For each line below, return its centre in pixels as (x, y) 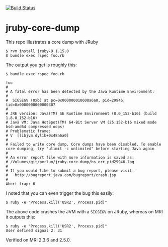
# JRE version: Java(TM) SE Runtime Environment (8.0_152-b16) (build (81, 113)
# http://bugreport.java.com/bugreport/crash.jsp (61, 175)
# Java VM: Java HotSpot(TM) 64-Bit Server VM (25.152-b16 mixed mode (81, 122)
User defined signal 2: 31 (34, 230)
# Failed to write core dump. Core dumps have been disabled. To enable (83, 144)
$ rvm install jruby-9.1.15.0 (37, 51)
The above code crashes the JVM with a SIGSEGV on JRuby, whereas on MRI (84, 211)
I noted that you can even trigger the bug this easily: (60, 193)
